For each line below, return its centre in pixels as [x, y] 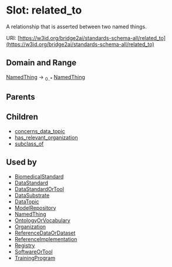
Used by [21, 162]
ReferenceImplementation [46, 239]
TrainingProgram [35, 258]
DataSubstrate [32, 195]
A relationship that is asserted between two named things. [76, 27]
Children [22, 117]
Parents [21, 97]
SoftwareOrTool [33, 252]
